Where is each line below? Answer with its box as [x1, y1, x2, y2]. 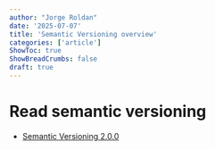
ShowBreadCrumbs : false [9, 54, 98, 63]
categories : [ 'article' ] [9, 37, 102, 47]
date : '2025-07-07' [9, 21, 82, 30]
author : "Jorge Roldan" [9, 12, 98, 22]
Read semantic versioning [9, 102, 207, 121]
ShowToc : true [9, 46, 62, 55]
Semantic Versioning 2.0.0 [21, 130, 120, 141]
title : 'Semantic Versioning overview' [9, 29, 158, 38]
